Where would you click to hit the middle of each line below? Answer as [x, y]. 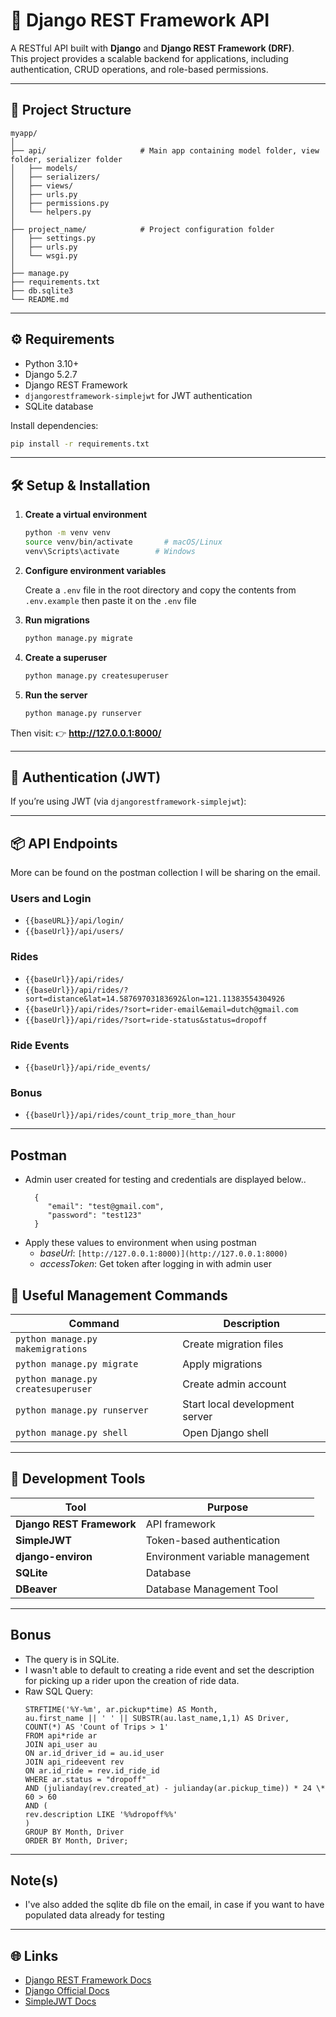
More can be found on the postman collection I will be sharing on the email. [165, 873]
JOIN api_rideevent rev [74, 1762]
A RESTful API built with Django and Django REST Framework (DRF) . [152, 48]
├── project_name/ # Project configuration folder [142, 229]
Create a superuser [66, 657]
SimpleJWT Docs [60, 2001]
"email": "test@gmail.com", [106, 1207]
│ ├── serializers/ [55, 177]
